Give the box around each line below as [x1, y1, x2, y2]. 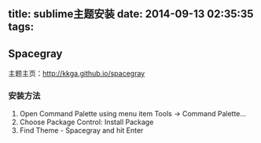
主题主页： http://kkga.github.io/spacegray [8, 69, 145, 79]
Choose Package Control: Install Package [19, 117, 154, 126]
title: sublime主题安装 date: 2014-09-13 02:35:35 [8, 7, 254, 21]
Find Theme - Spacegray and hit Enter [19, 125, 144, 135]
